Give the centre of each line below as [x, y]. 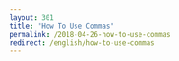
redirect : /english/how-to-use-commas [82, 43]
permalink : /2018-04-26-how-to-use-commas [90, 34]
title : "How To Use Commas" [62, 26]
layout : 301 [31, 17]
